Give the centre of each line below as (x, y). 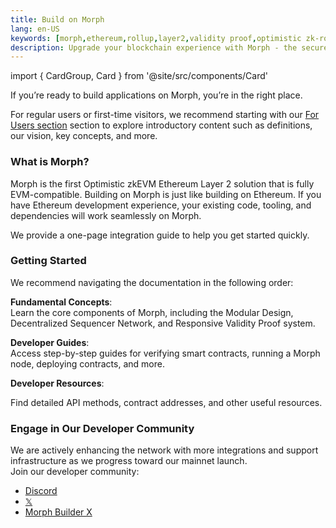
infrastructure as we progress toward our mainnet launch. (129, 461)
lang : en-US (35, 29)
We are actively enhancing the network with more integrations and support (164, 450)
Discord (41, 491)
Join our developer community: (75, 472)
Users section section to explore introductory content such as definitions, (161, 125)
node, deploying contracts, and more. (87, 363)
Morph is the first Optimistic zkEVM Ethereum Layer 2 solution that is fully (162, 183)
